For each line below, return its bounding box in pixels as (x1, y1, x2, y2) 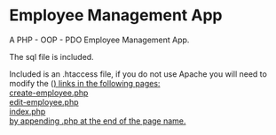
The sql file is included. (9, 51, 95, 62)
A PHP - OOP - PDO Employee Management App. (9, 34, 190, 45)
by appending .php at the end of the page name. (9, 116, 186, 126)
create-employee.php (9, 87, 89, 98)
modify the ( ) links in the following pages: (9, 78, 161, 88)
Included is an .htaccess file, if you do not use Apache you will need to (9, 68, 268, 79)
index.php (9, 106, 46, 116)
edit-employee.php (9, 96, 79, 107)
